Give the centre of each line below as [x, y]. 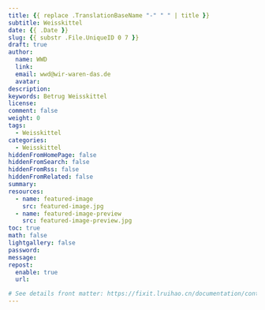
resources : [26, 191]
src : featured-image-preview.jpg [77, 221]
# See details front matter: [56, 294]
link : [24, 67]
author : [21, 52]
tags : [17, 125]
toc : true [24, 228]
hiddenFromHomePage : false [52, 155]
